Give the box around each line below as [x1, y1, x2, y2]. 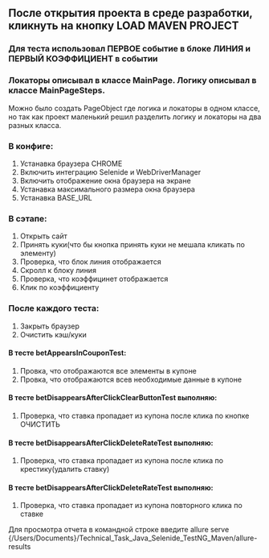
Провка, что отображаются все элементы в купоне [19, 366, 197, 375]
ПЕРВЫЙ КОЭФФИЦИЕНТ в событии [8, 53, 158, 64]
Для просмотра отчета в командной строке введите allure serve [8, 525, 230, 535]
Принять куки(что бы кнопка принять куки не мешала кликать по [19, 240, 245, 250]
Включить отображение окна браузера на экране [19, 176, 191, 185]
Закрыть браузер [19, 321, 80, 331]
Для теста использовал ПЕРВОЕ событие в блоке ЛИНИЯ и [8, 43, 251, 55]
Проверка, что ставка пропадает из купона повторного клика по [19, 501, 243, 510]
